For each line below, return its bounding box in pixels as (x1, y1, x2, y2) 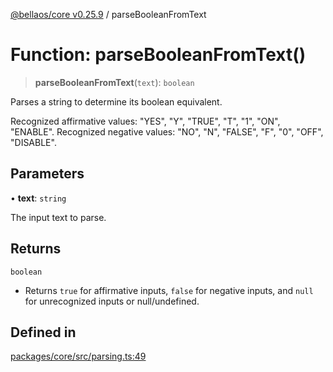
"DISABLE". (10, 136, 57, 148)
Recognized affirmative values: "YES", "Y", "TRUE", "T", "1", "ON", (10, 115, 281, 127)
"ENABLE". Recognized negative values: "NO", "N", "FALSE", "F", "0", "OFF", (10, 125, 324, 138)
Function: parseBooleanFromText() (10, 44, 307, 66)
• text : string (10, 192, 67, 204)
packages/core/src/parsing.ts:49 (10, 350, 147, 363)
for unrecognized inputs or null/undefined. (24, 295, 200, 307)
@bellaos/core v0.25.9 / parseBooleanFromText (10, 9, 207, 20)
